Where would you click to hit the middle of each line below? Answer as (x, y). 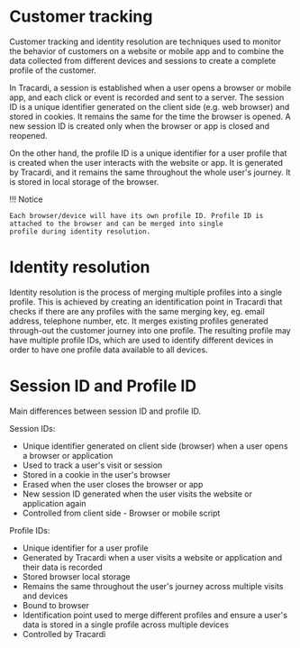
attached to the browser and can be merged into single (116, 224)
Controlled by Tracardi (64, 634)
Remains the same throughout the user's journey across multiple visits (153, 586)
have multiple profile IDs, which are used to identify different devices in (141, 340)
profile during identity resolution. (80, 232)
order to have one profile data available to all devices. (109, 350)
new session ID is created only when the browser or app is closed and (140, 126)
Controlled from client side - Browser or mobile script (121, 513)
